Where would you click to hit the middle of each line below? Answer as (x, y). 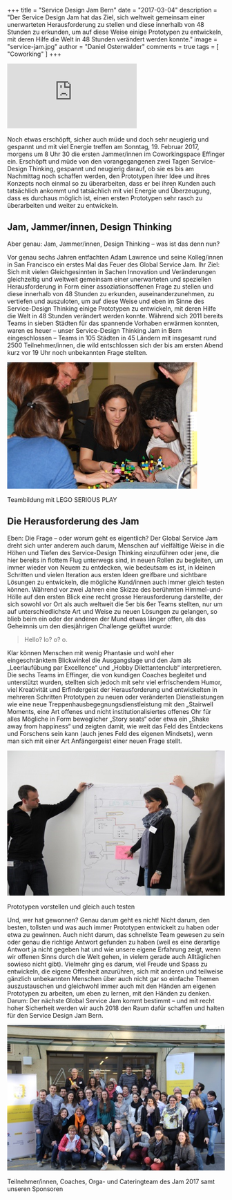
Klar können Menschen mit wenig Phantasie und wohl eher (91, 652)
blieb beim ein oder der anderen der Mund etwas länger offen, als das (106, 619)
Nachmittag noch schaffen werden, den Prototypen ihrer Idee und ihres (109, 176)
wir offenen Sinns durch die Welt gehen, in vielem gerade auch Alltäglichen (114, 957)
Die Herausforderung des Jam (73, 522)
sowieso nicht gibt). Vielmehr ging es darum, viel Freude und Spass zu (108, 964)
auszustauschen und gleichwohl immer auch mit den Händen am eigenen (112, 986)
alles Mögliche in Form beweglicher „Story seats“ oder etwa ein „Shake (108, 719)
